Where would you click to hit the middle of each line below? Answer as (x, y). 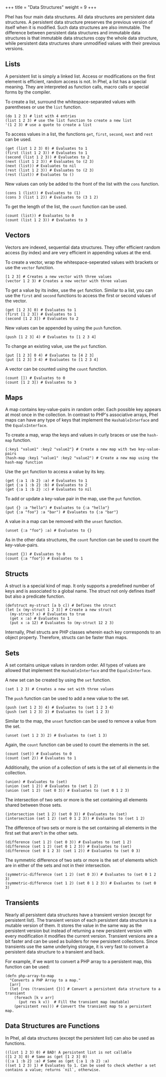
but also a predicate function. (35, 596)
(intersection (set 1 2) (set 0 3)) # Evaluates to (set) (66, 814)
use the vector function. (30, 267)
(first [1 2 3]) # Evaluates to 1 (41, 314)
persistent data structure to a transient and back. (55, 952)
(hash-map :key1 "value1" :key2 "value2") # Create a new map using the (82, 458)
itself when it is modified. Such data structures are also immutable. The (78, 27)
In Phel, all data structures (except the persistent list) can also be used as (80, 1038)
